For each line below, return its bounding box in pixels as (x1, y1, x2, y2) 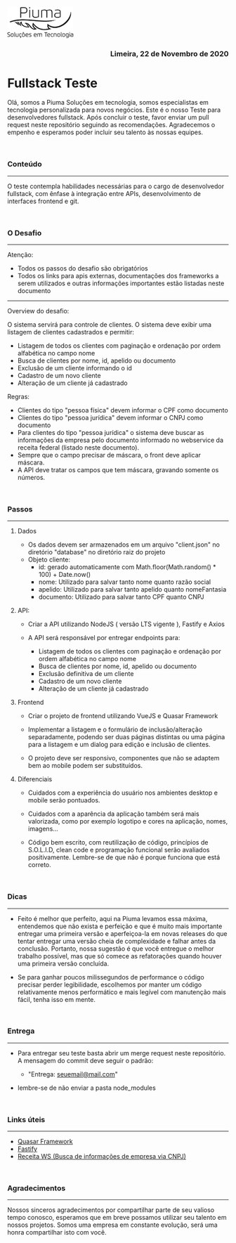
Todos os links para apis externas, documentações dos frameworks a (17, 271, 219, 280)
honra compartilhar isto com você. (7, 1228, 107, 1237)
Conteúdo (7, 160, 42, 169)
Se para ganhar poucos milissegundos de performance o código (17, 972, 205, 981)
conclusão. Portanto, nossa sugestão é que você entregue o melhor (17, 944, 214, 953)
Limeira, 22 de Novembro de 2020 (110, 49, 229, 59)
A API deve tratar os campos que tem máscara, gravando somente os (17, 465, 219, 474)
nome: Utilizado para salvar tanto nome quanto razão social (38, 578, 211, 586)
